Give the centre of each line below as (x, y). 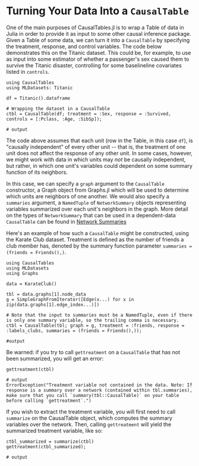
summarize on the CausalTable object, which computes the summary (89, 418)
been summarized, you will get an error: (55, 358)
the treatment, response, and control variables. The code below (84, 46)
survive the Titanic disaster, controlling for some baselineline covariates (94, 65)
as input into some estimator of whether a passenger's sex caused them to (98, 59)
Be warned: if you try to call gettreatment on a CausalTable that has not (93, 352)
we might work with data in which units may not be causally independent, (96, 159)
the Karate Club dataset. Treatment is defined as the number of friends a (95, 239)
